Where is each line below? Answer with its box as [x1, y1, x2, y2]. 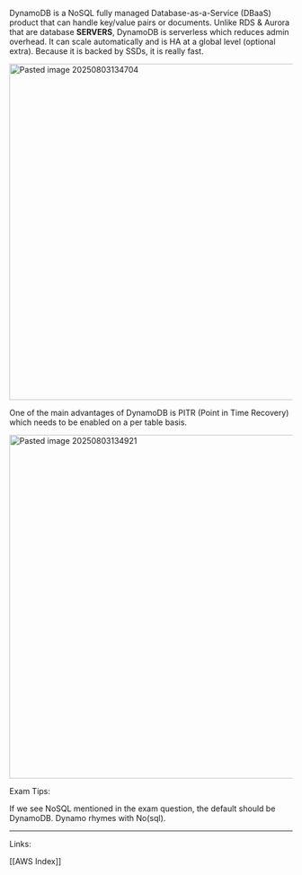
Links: [9, 839, 31, 849]
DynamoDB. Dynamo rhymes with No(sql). [9, 813, 166, 823]
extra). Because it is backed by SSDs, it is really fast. [9, 46, 204, 57]
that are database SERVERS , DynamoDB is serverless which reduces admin [9, 27, 289, 37]
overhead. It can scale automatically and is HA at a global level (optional [9, 36, 276, 47]
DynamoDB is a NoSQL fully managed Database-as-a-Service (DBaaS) [9, 8, 271, 18]
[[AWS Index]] [9, 856, 62, 866]
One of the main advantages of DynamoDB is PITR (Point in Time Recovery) [9, 408, 289, 418]
